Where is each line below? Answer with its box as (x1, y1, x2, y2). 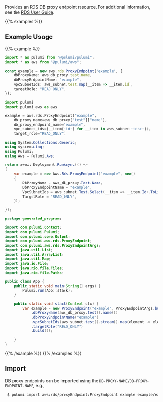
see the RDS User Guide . (5, 9, 55, 15)
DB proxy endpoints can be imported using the (5, 377, 98, 384)
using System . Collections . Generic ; (5, 140, 77, 145)
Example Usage (5, 33, 53, 41)
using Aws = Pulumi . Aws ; (5, 153, 55, 159)
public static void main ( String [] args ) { (14, 283, 101, 289)
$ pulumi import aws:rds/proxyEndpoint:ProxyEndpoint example (7, 392, 136, 397)
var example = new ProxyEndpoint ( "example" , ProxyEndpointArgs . (22, 306, 155, 311)
